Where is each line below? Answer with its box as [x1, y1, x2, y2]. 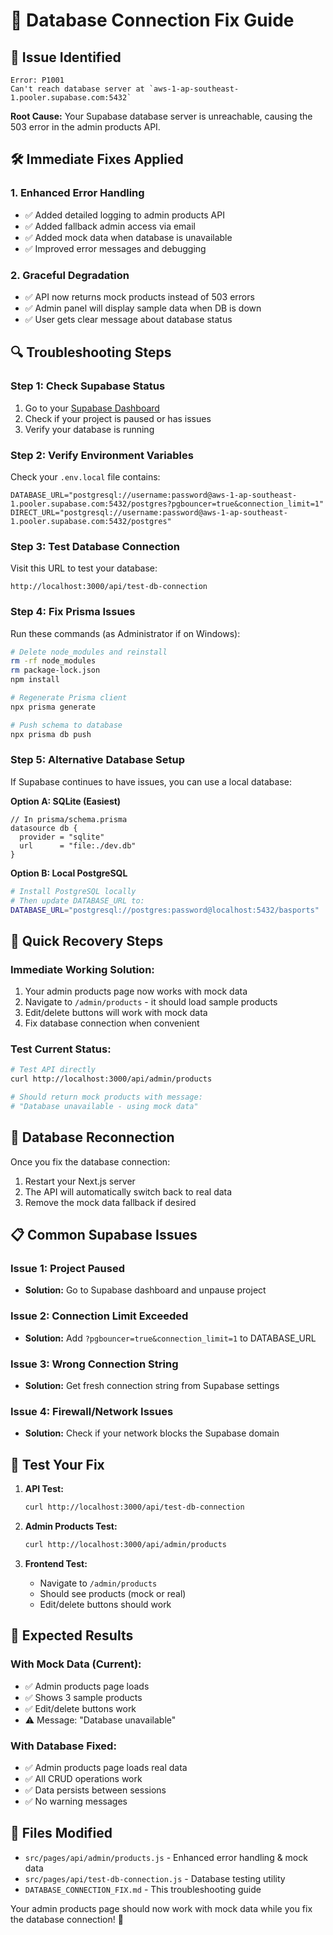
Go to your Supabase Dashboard [24, 402, 160, 414]
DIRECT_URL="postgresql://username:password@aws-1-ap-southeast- [10, 507, 288, 518]
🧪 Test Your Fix [10, 1456, 105, 1473]
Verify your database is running [24, 423, 155, 435]
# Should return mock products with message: [10, 1092, 203, 1103]
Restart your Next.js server [24, 1175, 136, 1187]
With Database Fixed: [10, 1739, 117, 1753]
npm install [10, 675, 60, 685]
